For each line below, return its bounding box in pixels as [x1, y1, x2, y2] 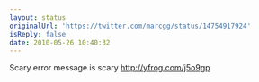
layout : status [9, 12, 67, 22]
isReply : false [9, 29, 67, 38]
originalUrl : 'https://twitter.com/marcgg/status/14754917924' [9, 21, 252, 30]
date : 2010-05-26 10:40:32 [9, 37, 111, 47]
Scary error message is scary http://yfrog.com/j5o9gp [9, 62, 210, 73]
